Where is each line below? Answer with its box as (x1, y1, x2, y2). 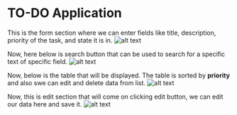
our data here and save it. (7, 99, 82, 108)
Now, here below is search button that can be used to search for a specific (7, 50, 226, 58)
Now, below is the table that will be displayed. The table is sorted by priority (7, 71, 231, 80)
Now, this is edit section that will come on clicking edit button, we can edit (7, 92, 224, 101)
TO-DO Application (7, 5, 122, 21)
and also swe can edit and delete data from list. (7, 78, 146, 87)
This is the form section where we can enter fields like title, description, (7, 28, 216, 37)
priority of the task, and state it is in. (7, 35, 113, 44)
